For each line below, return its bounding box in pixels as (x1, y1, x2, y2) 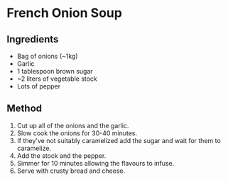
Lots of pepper (16, 82, 61, 90)
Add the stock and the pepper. (16, 151, 107, 160)
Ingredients (6, 33, 59, 45)
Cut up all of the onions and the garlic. (16, 121, 129, 130)
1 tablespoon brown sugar (16, 67, 93, 75)
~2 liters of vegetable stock (16, 74, 97, 83)
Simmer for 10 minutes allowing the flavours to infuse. (16, 159, 175, 167)
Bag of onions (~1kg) (16, 52, 79, 60)
